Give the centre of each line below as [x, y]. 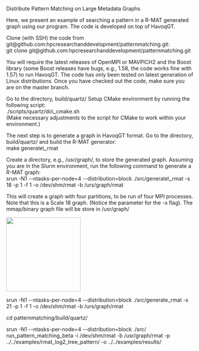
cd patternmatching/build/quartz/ [47, 318]
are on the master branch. [38, 87]
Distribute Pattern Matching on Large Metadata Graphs [73, 9]
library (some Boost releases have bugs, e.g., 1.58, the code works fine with [99, 68]
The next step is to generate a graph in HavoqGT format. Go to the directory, [99, 135]
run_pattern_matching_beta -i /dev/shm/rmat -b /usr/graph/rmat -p [88, 336]
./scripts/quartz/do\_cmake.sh [43, 111]
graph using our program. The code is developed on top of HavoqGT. [91, 26]
